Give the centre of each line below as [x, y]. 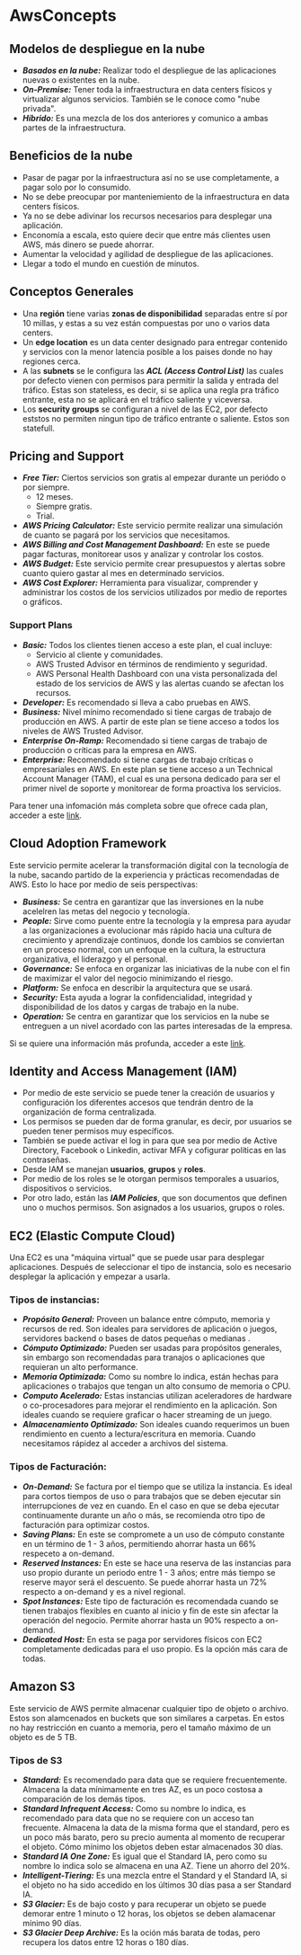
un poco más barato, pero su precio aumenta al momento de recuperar [154, 1837]
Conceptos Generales [71, 292]
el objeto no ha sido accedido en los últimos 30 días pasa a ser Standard [157, 1885]
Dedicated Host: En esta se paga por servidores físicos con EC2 [142, 1639]
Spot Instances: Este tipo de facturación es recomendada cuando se [150, 1601]
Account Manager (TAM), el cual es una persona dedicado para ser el [151, 778]
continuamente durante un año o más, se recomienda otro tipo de [144, 1515]
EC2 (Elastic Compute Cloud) [93, 1235]
